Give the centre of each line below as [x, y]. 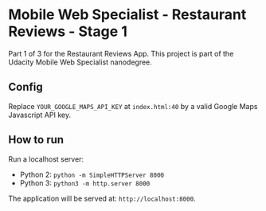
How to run [36, 140]
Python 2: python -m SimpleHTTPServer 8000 [92, 174]
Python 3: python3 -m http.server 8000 [85, 183]
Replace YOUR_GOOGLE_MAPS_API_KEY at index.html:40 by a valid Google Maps [133, 106]
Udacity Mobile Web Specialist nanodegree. [80, 62]
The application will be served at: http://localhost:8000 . [102, 198]
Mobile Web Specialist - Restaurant [127, 15]
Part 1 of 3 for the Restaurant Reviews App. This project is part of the [121, 53]
